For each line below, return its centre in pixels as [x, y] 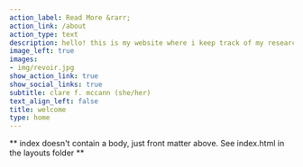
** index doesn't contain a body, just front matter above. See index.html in [147, 144]
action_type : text [44, 34]
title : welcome [38, 110]
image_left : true [42, 51]
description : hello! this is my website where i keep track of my [137, 43]
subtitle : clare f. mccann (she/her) [80, 92]
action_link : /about [48, 26]
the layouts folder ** [47, 153]
